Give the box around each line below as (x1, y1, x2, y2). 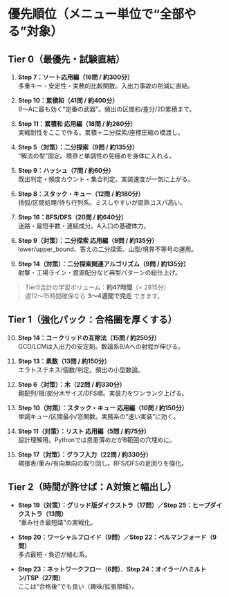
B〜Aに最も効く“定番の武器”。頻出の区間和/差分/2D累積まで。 (17, 105, 196, 113)
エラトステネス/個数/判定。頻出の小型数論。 (17, 365, 144, 374)
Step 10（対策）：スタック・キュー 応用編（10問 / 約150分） (17, 403, 188, 412)
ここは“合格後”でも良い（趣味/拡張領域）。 (17, 582, 138, 590)
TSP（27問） (26, 573, 64, 582)
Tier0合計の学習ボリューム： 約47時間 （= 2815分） (24, 283, 170, 291)
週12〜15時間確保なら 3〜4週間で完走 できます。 (24, 292, 164, 300)
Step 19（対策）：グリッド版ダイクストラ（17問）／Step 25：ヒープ (17, 501, 210, 509)
